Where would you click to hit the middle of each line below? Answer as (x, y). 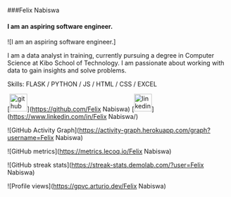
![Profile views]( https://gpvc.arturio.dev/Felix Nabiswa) (87, 186)
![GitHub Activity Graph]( (43, 130)
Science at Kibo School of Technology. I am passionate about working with (116, 63)
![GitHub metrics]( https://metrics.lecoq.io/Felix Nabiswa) (89, 151)
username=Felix (31, 138)
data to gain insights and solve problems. (67, 70)
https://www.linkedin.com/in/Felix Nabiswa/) (74, 117)
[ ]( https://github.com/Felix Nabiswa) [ (71, 109)
